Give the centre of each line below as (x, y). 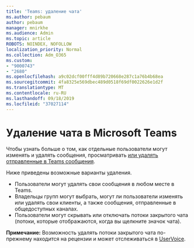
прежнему (19, 239)
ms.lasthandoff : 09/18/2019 (40, 98)
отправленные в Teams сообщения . (51, 161)
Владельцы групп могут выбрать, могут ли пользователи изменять (98, 197)
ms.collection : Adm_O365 (36, 55)
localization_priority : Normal (44, 50)
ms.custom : (19, 60)
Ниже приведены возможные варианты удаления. (69, 173)
